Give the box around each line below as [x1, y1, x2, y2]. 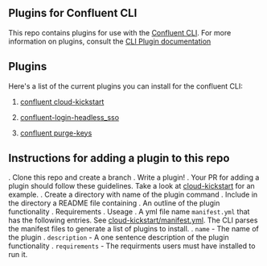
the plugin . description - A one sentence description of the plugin [8, 233, 229, 243]
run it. [8, 250, 28, 260]
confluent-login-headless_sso [19, 112, 119, 122]
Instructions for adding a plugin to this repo [8, 152, 230, 165]
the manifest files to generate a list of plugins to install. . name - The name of [8, 224, 259, 234]
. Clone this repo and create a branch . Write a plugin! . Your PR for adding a [8, 172, 260, 182]
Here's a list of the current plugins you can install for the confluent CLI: [8, 81, 244, 91]
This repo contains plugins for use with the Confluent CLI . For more [8, 27, 232, 37]
